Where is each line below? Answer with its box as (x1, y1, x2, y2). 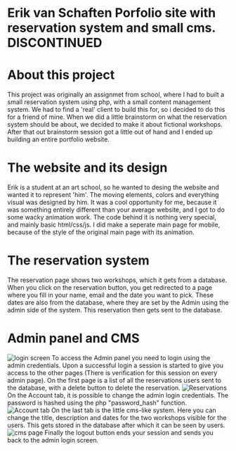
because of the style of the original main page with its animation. (7, 228, 195, 236)
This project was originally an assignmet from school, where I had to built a (7, 90, 225, 99)
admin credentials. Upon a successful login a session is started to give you (7, 361, 223, 369)
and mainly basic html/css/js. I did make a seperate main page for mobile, (7, 220, 221, 229)
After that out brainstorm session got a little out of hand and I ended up (7, 128, 213, 136)
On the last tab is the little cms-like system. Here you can (51, 406, 216, 414)
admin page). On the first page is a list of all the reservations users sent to (7, 376, 222, 384)
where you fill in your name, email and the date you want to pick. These (7, 291, 214, 299)
